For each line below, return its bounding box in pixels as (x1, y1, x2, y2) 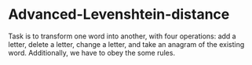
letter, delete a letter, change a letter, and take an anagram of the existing (8, 39, 245, 49)
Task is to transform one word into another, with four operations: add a (8, 31, 237, 41)
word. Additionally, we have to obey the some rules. (8, 48, 175, 57)
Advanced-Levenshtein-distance (8, 5, 230, 23)
